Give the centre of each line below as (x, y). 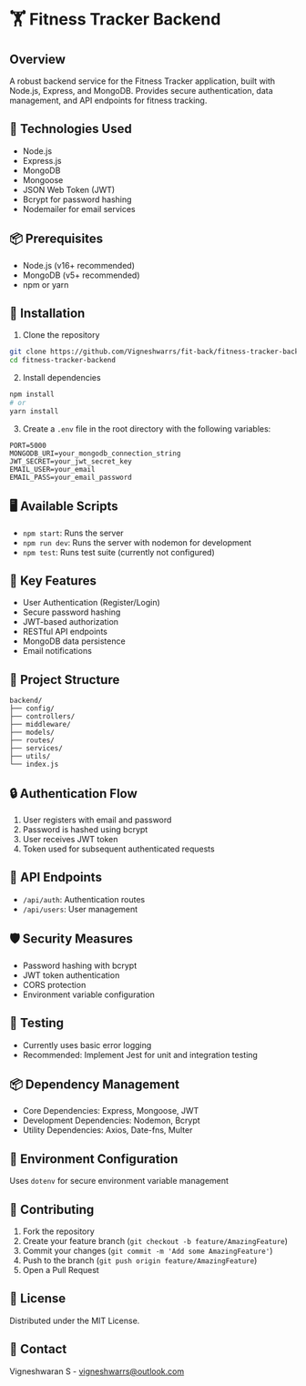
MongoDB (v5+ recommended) (81, 275)
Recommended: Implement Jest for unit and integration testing (140, 1055)
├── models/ (32, 733)
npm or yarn (46, 284)
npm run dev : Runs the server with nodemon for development (137, 542)
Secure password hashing (71, 612)
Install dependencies (62, 378)
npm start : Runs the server (73, 533)
